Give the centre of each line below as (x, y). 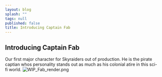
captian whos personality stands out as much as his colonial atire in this (77, 64)
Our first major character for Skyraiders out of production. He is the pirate (79, 59)
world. (15, 69)
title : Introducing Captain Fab (38, 28)
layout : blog (18, 10)
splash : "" (16, 14)
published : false (23, 23)
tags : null (16, 19)
